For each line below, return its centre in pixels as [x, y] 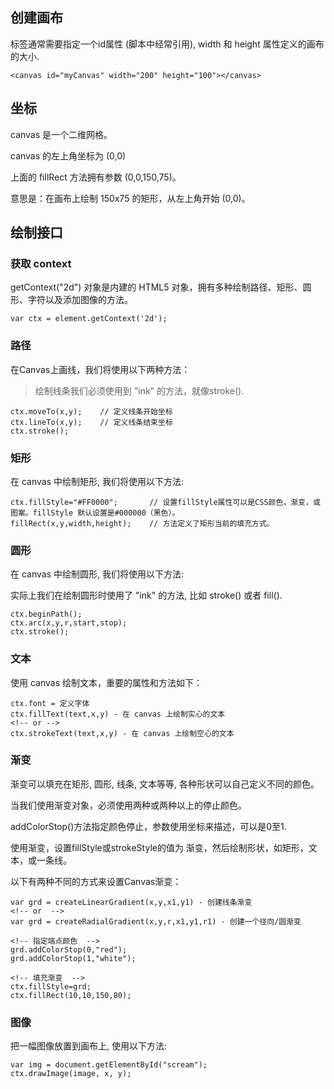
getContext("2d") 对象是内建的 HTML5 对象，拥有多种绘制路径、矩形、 [156, 287]
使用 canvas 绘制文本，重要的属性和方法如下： [106, 682]
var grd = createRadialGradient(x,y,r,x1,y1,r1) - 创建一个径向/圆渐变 [156, 921]
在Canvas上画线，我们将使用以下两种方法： [100, 369]
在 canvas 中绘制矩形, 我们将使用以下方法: [97, 481]
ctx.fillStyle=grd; [51, 986]
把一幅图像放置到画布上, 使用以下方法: [89, 1046]
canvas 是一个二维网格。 [61, 134]
